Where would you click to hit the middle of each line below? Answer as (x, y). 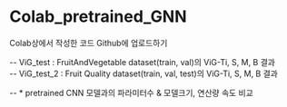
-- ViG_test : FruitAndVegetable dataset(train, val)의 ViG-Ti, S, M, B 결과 (142, 62)
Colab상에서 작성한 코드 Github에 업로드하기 (89, 43)
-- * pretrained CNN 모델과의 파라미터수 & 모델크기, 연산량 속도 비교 (132, 92)
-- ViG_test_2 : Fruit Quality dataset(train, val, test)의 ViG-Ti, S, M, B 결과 (144, 73)
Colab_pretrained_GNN (99, 17)
